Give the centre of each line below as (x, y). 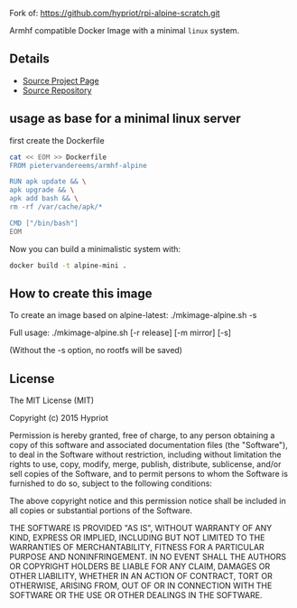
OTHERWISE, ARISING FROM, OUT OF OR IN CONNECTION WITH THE (141, 585)
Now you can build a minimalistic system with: (95, 248)
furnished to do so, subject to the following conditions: (111, 483)
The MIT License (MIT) (52, 400)
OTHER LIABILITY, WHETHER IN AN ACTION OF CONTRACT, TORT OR (141, 576)
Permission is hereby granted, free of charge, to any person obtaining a (142, 435)
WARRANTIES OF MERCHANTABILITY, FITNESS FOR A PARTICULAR (137, 547)
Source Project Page (60, 80)
